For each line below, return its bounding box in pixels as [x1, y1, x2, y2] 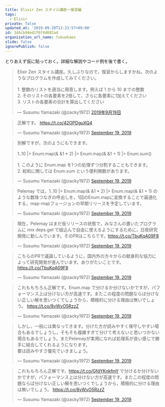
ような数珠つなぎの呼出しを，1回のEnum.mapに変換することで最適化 [17, 194, 158, 200]
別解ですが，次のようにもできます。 [17, 139, 90, 146]
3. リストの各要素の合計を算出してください [17, 98, 104, 104]
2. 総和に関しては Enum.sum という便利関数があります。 [17, 168, 132, 174]
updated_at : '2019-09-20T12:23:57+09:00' [5, 26, 92, 31]
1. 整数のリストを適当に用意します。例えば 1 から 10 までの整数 [17, 86, 145, 92]
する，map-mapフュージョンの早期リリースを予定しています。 [17, 200, 144, 206]
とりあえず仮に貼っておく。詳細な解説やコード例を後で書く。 [5, 58, 130, 64]
